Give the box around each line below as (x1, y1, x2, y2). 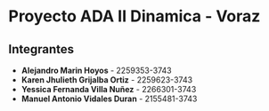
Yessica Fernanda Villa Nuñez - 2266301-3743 (20, 84, 197, 94)
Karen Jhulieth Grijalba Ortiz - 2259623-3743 (20, 75, 193, 85)
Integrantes (8, 42, 75, 57)
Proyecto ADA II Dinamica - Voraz (8, 6, 261, 27)
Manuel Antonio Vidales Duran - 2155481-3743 (20, 93, 198, 104)
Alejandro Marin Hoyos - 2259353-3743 (20, 65, 172, 75)
